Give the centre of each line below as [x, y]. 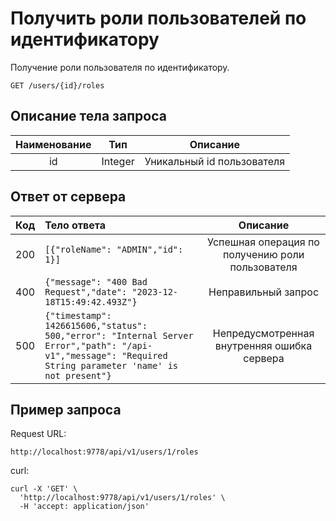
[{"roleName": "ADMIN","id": [114, 249]
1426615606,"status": [96, 325]
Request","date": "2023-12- [111, 291]
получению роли [263, 254]
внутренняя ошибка [263, 345]
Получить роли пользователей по [158, 18]
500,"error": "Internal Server [119, 335]
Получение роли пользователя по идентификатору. [120, 67]
